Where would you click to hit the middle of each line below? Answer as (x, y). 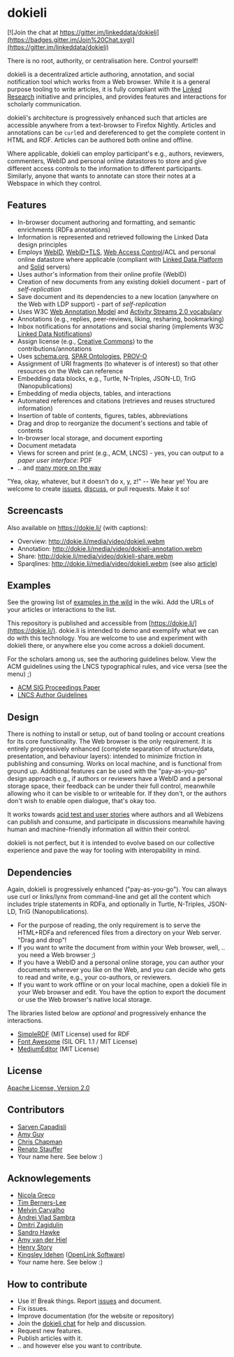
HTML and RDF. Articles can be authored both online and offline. (100, 140)
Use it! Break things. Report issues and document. (89, 1301)
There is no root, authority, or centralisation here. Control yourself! (103, 60)
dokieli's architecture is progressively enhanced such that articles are (107, 118)
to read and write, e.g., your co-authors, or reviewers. (95, 977)
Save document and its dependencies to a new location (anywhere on (118, 296)
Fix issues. (33, 1309)
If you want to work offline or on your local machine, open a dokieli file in (122, 984)
